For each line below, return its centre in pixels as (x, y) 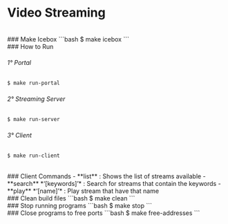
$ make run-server (34, 120)
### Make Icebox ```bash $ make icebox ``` (68, 39)
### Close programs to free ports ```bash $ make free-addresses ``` (104, 213)
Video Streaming (56, 13)
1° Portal (19, 62)
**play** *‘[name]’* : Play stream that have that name (83, 191)
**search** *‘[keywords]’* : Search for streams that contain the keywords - (114, 184)
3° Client (20, 135)
